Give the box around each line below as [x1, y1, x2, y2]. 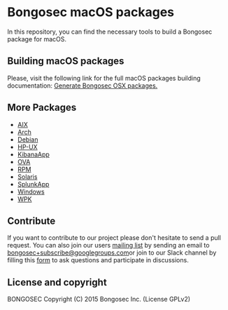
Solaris [17, 173, 38, 181]
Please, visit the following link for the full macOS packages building [7, 74, 201, 82]
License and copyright [7, 276, 107, 288]
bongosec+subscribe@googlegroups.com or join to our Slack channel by [7, 248, 217, 257]
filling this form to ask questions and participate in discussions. [7, 256, 189, 264]
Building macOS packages [7, 55, 124, 67]
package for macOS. [7, 34, 67, 43]
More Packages [7, 102, 77, 114]
